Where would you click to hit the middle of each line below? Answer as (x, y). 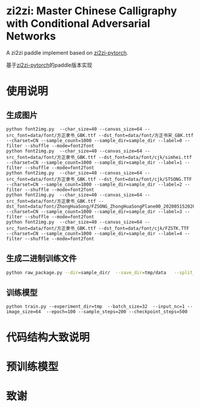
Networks (31, 36)
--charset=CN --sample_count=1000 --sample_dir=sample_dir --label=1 (94, 162)
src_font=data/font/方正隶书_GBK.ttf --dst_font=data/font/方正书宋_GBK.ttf (100, 135)
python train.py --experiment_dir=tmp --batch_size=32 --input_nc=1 (96, 307)
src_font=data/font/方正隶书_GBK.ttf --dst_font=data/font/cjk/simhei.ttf (99, 157)
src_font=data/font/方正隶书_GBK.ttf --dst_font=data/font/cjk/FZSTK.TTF (98, 228)
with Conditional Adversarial (78, 24)
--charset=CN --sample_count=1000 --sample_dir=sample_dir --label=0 (94, 140)
